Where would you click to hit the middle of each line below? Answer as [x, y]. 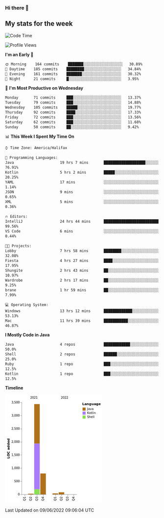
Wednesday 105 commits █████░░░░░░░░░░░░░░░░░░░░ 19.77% [73, 107]
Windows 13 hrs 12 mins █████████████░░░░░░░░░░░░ [82, 311]
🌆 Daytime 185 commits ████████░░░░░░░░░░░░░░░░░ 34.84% [73, 69]
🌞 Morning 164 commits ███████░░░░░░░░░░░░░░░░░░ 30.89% [74, 64]
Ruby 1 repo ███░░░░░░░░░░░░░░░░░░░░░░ [82, 364]
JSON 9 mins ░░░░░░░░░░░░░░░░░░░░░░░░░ [82, 192]
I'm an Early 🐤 [19, 54]
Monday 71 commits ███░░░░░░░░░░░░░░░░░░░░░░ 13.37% [73, 98]
